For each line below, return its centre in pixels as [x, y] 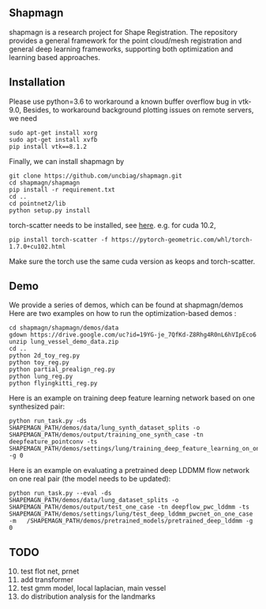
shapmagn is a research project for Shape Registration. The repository [123, 32]
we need [23, 118]
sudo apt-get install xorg [53, 133]
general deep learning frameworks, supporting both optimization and [121, 49]
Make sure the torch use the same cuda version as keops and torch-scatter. [132, 261]
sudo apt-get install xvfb [53, 139]
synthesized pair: [37, 406]
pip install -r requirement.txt [62, 189]
